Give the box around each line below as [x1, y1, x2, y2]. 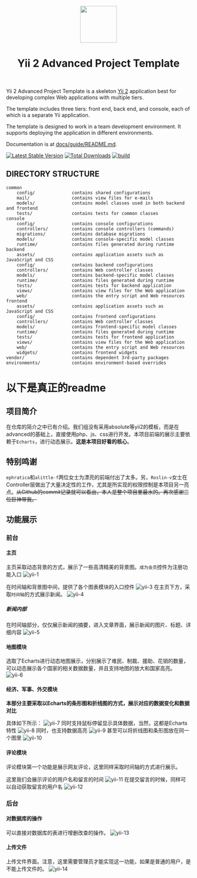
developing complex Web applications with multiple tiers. [6, 94, 144, 101]
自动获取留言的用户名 [11, 783, 63, 790]
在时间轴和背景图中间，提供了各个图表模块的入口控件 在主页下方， [6, 584, 185, 591]
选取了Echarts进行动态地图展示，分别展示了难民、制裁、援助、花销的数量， [6, 657, 189, 665]
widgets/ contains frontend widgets [16, 349, 138, 356]
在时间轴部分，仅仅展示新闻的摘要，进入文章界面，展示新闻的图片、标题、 [6, 621, 186, 628]
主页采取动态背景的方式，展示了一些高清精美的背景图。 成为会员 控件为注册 [6, 564, 183, 571]
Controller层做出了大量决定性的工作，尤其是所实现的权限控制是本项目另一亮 [6, 481, 189, 488]
